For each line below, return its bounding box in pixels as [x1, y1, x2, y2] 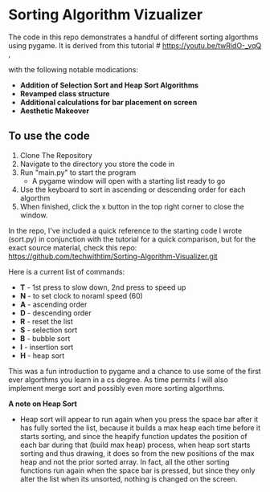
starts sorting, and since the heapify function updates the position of [19, 431, 247, 441]
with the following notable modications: [8, 64, 139, 74]
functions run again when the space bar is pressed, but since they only [19, 466, 256, 475]
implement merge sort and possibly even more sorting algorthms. [8, 383, 225, 392]
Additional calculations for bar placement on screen [19, 97, 198, 107]
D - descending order [19, 307, 92, 318]
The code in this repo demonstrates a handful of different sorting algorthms [8, 32, 259, 42]
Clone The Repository [19, 150, 92, 160]
